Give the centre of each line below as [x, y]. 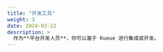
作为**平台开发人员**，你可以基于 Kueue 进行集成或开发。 [86, 38]
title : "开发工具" [32, 13]
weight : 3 [21, 20]
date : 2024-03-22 [32, 26]
